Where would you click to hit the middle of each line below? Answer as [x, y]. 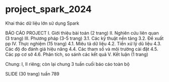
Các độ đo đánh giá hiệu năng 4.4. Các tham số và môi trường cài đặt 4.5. [82, 49]
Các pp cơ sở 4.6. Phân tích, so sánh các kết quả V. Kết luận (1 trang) [77, 54]
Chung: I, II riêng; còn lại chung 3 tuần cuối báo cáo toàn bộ [68, 64]
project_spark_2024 [48, 9]
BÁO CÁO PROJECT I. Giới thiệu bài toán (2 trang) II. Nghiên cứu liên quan [82, 33]
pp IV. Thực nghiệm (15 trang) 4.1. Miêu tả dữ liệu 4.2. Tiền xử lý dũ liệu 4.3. [83, 43]
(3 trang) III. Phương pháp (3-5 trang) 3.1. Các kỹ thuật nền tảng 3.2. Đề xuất [84, 38]
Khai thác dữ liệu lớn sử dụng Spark [42, 23]
